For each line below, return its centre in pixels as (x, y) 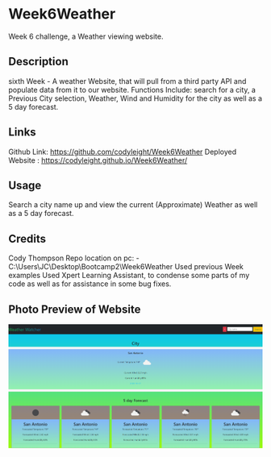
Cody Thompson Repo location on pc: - (74, 258)
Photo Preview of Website (75, 309)
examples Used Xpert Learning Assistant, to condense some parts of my (129, 276)
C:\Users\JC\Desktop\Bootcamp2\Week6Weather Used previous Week (126, 267)
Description (38, 62)
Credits (27, 239)
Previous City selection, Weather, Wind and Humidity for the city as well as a (135, 98)
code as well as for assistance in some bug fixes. (90, 284)
